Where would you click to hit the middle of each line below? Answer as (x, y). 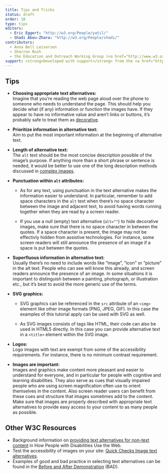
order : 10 (15, 19)
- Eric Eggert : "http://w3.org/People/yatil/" (59, 33)
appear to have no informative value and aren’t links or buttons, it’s (81, 114)
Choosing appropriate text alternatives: (54, 93)
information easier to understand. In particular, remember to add (86, 196)
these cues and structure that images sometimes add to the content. (83, 396)
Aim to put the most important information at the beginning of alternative (87, 135)
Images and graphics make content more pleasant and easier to (78, 370)
